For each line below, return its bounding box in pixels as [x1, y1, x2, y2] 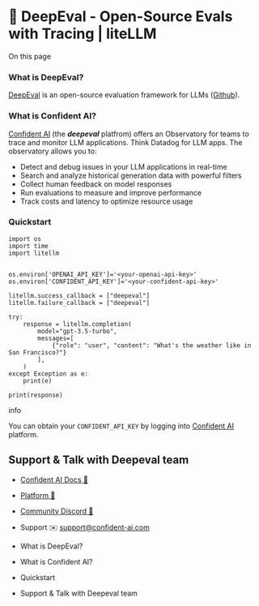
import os [8, 234, 42, 243]
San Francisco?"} [8, 348, 67, 356]
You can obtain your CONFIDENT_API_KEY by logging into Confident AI [8, 421, 235, 431]
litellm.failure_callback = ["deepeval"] [8, 299, 151, 307]
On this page [8, 51, 51, 61]
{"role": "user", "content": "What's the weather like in [51, 341, 252, 350]
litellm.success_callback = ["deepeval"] [8, 291, 151, 299]
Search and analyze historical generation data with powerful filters [19, 170, 243, 180]
